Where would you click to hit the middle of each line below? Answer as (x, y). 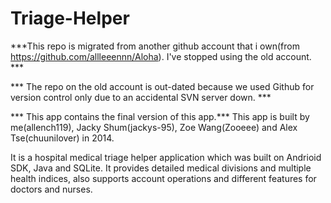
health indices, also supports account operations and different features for (163, 178)
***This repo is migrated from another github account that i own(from (155, 46)
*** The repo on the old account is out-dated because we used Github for (162, 86)
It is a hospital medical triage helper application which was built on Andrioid (166, 157)
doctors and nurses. (51, 189)
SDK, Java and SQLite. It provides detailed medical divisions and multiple (161, 168)
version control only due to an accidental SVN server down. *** (141, 97)
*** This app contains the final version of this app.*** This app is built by (160, 116)
